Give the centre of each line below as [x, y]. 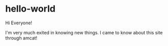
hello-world [31, 9]
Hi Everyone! [19, 23]
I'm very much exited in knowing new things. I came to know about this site [84, 32]
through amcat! [21, 38]
